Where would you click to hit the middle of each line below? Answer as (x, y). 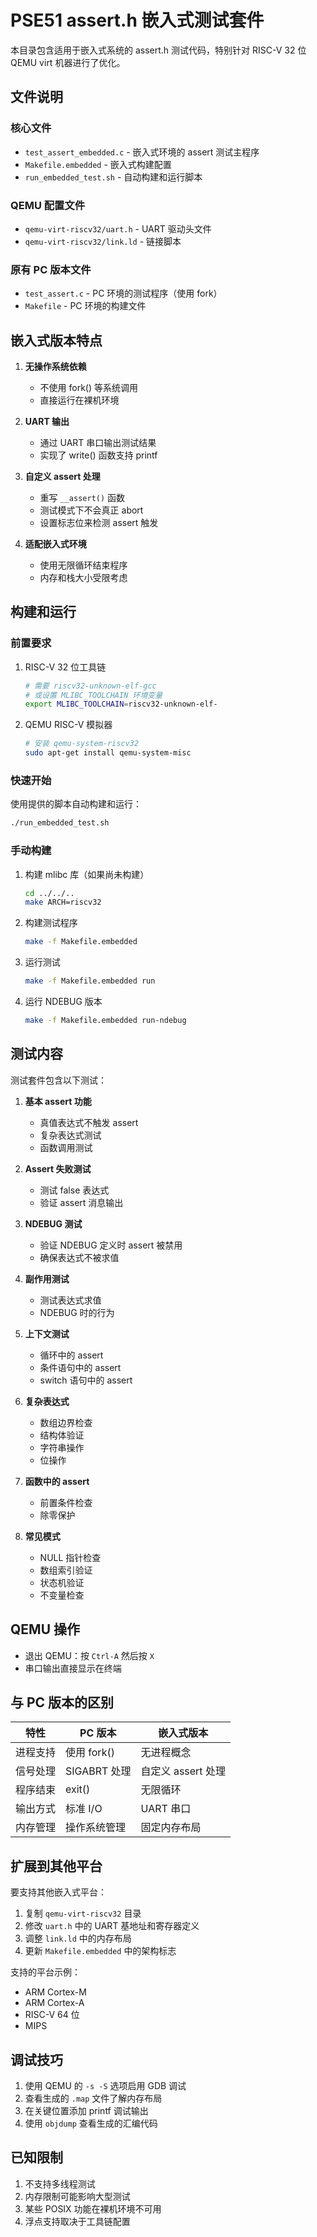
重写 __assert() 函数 (82, 498)
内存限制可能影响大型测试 (77, 2196)
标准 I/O (84, 1809)
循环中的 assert (71, 1355)
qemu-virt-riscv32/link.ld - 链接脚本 (103, 241)
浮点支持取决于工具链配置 (77, 2221)
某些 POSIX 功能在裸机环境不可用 (93, 2208)
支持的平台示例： (45, 1972)
